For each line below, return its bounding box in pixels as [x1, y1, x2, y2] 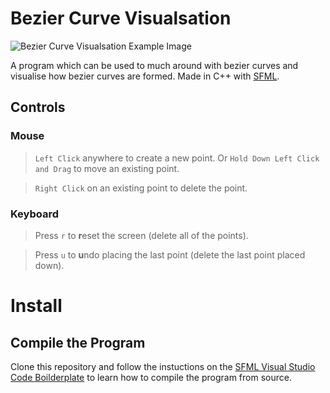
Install [10, 295, 63, 317]
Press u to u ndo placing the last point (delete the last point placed [34, 248, 306, 261]
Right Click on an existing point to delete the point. [34, 182, 248, 194]
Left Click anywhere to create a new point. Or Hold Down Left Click [34, 152, 320, 164]
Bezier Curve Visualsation [10, 7, 232, 30]
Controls [10, 99, 66, 116]
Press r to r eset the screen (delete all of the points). [34, 229, 249, 241]
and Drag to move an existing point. [34, 162, 180, 174]
